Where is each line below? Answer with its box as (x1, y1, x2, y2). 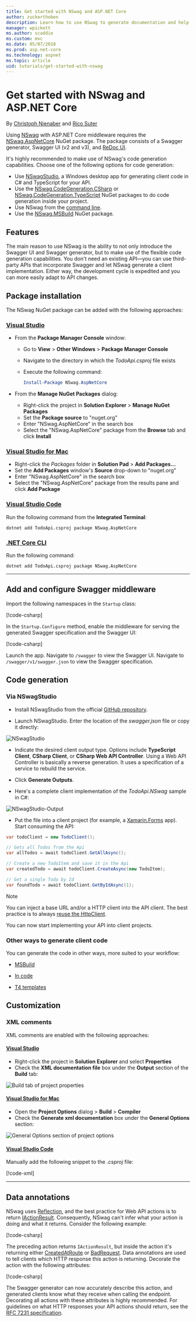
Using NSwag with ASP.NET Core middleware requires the (6, 131, 146, 138)
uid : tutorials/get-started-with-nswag (6, 63, 103, 69)
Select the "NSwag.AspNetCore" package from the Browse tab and (23, 427, 186, 434)
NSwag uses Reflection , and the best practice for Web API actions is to (6, 1208, 177, 1215)
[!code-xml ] (6, 1170, 34, 1177)
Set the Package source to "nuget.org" (23, 414, 118, 421)
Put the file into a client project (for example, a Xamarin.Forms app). (14, 816, 177, 823)
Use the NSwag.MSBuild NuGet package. (14, 210, 114, 217)
